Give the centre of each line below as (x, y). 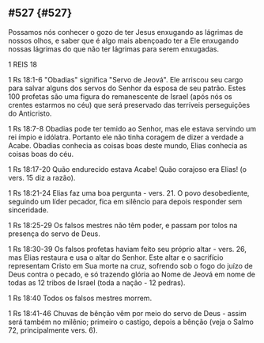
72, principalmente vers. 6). (53, 330)
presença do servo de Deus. (55, 234)
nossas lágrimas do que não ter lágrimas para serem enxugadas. (114, 49)
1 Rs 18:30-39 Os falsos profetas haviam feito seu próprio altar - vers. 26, (128, 249)
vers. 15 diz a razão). (42, 177)
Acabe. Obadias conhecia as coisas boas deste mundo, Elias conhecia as (128, 145)
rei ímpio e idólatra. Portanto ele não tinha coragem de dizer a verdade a (126, 137)
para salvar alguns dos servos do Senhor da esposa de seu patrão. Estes (127, 88)
